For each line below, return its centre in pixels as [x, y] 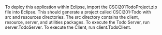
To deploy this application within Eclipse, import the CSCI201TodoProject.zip [81, 7]
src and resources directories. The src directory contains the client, [72, 17]
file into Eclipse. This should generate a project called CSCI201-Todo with [78, 12]
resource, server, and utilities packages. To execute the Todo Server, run [77, 22]
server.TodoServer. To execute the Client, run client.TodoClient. [68, 27]
